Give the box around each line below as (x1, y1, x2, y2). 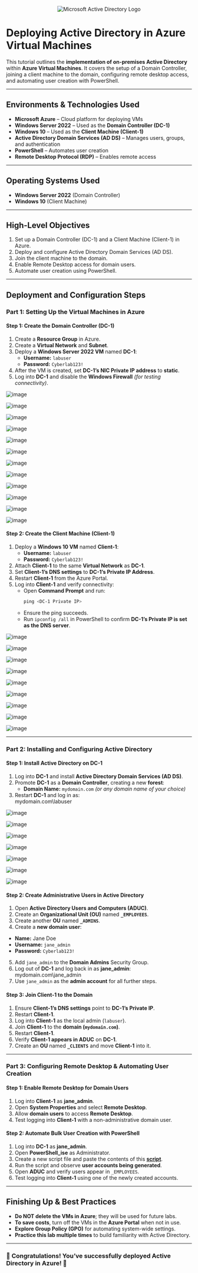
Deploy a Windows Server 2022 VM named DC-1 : (14, 348, 137, 355)
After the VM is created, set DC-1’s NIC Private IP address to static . (14, 367, 180, 374)
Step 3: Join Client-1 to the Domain (6, 991, 93, 998)
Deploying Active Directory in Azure (6, 27, 186, 40)
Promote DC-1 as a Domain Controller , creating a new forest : (14, 779, 165, 786)
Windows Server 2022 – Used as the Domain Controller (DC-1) (14, 122, 170, 129)
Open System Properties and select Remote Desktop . (14, 1104, 147, 1111)
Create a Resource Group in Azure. (14, 335, 101, 342)
